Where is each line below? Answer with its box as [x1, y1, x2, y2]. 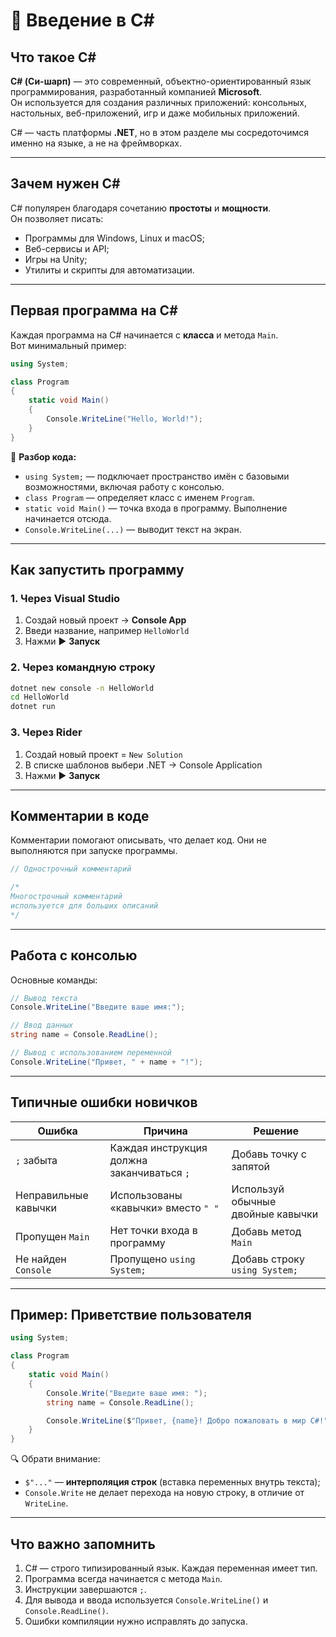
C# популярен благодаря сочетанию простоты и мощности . [10, 202, 272, 214]
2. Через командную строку [10, 660, 156, 674]
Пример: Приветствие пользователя [10, 1306, 252, 1323]
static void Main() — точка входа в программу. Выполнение [24, 502, 288, 514]
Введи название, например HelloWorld [24, 625, 190, 637]
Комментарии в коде [10, 807, 150, 824]
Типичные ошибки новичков [10, 1094, 198, 1111]
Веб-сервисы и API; [24, 242, 110, 254]
